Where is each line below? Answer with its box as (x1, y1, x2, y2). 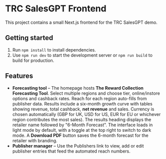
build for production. (12, 57, 55, 63)
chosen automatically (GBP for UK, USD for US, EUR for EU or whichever (12, 111, 161, 117)
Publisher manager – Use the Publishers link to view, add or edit (12, 143, 144, 149)
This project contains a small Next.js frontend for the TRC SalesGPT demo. (5, 19, 158, 25)
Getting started (5, 34, 54, 42)
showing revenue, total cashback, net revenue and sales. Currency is (12, 106, 155, 112)
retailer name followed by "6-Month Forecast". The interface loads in (12, 122, 153, 128)
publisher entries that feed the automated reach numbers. (12, 148, 131, 154)
